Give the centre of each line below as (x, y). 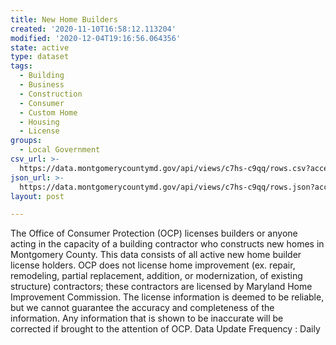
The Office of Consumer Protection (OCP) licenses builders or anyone (154, 233)
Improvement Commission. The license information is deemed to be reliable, (167, 297)
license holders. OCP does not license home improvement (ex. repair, (153, 265)
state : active (40, 47)
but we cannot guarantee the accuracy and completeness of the (142, 308)
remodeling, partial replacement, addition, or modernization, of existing (156, 276)
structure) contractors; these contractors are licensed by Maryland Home (161, 287)
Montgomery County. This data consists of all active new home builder (156, 255)
